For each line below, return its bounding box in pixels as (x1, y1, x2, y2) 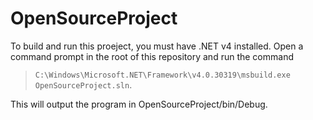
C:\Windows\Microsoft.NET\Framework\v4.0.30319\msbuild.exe (34, 70, 291, 80)
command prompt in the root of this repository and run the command (10, 50, 294, 62)
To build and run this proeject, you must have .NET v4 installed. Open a (10, 40, 304, 52)
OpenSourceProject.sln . (34, 78, 133, 91)
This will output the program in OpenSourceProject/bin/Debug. (10, 98, 268, 110)
